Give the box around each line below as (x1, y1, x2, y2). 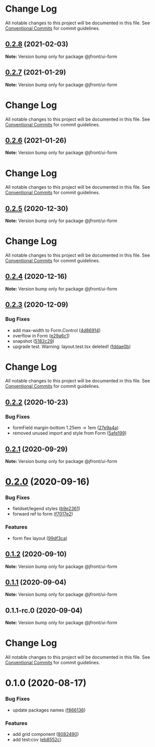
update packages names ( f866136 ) (12, 707, 86, 713)
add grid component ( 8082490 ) (12, 731, 79, 737)
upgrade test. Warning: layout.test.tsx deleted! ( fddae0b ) (12, 343, 131, 349)
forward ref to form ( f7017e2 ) (12, 511, 73, 517)
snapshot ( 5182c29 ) (12, 338, 55, 344)
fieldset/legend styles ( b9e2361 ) (12, 506, 81, 512)
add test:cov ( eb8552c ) (12, 736, 62, 742)
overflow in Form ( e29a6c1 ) (12, 333, 70, 339)
